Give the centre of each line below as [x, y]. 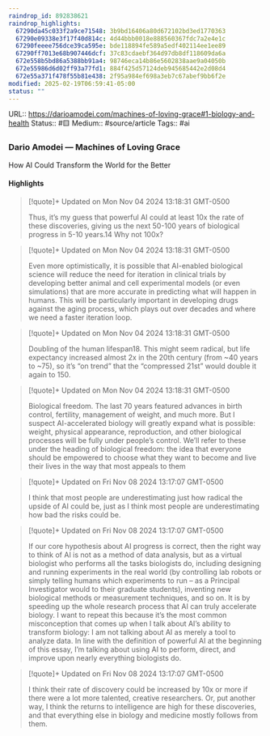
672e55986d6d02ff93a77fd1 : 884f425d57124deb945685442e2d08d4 [121, 69]
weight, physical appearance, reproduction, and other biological [135, 432]
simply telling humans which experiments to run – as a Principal [134, 581]
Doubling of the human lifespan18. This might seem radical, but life [139, 348]
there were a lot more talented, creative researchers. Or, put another [142, 698]
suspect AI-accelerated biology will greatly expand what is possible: [142, 423]
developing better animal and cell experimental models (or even [134, 283]
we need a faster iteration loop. [80, 317]
